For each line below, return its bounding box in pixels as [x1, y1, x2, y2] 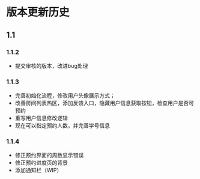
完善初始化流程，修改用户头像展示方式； [14, 92, 115, 99]
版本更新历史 [6, 5, 70, 19]
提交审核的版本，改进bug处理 [14, 62, 88, 69]
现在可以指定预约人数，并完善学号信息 [14, 122, 110, 129]
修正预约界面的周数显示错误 [14, 151, 84, 159]
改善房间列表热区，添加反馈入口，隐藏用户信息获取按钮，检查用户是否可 [14, 100, 194, 107]
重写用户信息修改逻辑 [14, 115, 68, 122]
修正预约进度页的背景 [14, 159, 68, 166]
